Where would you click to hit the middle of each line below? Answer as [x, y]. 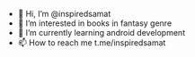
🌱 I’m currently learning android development [102, 33]
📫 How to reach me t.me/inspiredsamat [92, 43]
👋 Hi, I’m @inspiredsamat [64, 14]
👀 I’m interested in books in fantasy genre [95, 23]
